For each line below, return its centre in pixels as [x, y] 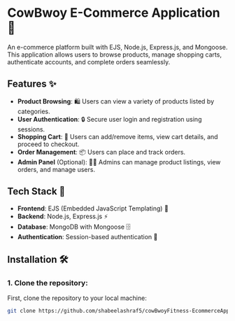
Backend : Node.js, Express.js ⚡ [63, 216]
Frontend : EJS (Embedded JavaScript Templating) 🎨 [93, 208]
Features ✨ [32, 84]
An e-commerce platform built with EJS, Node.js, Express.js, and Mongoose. [117, 47]
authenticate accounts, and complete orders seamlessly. [89, 62]
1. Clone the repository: [48, 283]
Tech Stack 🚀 [36, 191]
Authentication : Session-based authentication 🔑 [87, 236]
